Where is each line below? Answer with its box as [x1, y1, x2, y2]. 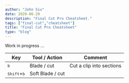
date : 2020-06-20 [5, 12, 40, 16]
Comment [84, 54, 108, 61]
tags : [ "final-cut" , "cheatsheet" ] [5, 20, 75, 26]
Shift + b [7, 70, 25, 77]
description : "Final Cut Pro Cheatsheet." [5, 16, 92, 21]
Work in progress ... [5, 43, 45, 48]
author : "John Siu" [5, 7, 45, 12]
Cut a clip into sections [69, 62, 122, 69]
